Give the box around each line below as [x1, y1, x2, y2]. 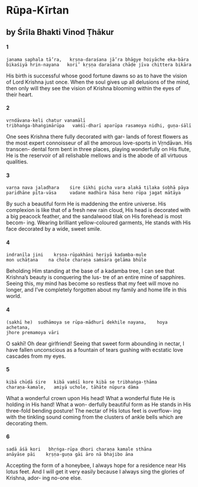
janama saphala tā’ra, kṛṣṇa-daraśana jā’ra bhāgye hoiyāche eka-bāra [6, 57, 189, 63]
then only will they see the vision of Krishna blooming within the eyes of [6, 84, 181, 91]
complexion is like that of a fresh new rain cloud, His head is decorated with [6, 207, 191, 214]
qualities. [6, 158, 28, 165]
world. [6, 293, 22, 300]
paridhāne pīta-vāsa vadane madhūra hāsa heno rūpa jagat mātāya [6, 190, 181, 196]
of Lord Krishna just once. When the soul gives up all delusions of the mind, [6, 78, 190, 86]
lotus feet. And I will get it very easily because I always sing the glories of [6, 468, 185, 475]
